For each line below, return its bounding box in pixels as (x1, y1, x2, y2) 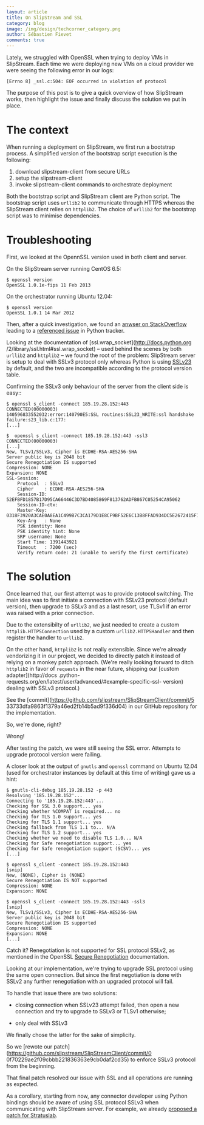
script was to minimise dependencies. (6, 212, 101, 219)
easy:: (6, 389, 22, 396)
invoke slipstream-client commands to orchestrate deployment (15, 180, 172, 188)
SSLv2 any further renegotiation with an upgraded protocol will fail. (6, 977, 174, 985)
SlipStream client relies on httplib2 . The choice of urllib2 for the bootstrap (6, 205, 197, 212)
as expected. (6, 1080, 39, 1087)
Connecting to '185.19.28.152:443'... (6, 798, 104, 804)
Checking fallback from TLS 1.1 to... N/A (6, 824, 115, 831)
